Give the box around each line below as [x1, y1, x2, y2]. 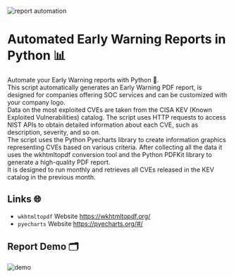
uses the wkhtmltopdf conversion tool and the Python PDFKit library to [7, 150, 213, 158]
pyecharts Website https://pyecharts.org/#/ [17, 219, 143, 228]
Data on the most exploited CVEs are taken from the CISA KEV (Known [7, 106, 213, 114]
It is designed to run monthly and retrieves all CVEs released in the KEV [7, 165, 215, 174]
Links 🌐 [7, 194, 42, 206]
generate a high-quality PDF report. [7, 158, 111, 166]
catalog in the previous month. [7, 172, 96, 181]
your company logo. [7, 98, 66, 106]
